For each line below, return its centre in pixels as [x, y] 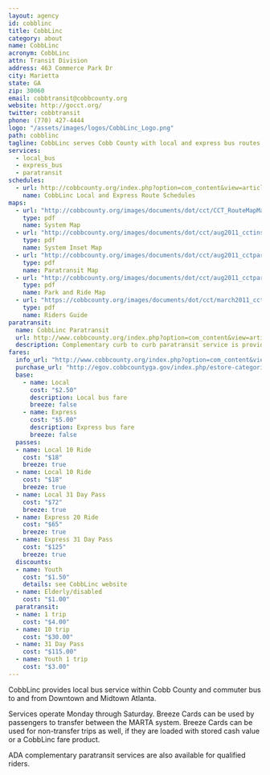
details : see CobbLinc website [75, 584]
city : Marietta [34, 76]
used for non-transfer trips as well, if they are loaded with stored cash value [134, 731]
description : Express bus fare [82, 427]
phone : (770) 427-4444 [46, 121]
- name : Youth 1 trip [52, 660]
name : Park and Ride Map [64, 293]
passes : [29, 442]
